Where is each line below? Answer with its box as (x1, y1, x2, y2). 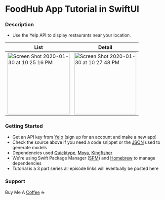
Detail (98, 44, 113, 51)
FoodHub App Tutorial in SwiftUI (5, 3, 139, 15)
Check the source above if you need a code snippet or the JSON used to (12, 139, 161, 145)
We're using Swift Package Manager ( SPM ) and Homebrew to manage (12, 155, 156, 161)
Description (5, 21, 34, 28)
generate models (12, 144, 47, 150)
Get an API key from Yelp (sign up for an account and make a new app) (12, 134, 157, 140)
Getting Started (5, 122, 43, 129)
